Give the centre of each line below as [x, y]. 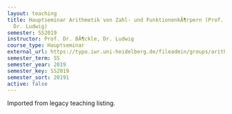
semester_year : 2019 [37, 65]
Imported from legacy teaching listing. [61, 103]
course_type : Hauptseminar [46, 45]
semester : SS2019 [32, 33]
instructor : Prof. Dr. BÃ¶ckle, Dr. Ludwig [71, 39]
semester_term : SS [33, 58]
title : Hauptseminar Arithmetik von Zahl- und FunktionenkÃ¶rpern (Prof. [116, 20]
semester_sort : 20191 [38, 77]
